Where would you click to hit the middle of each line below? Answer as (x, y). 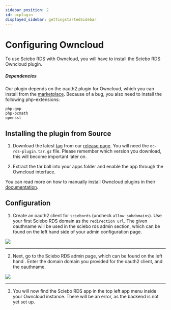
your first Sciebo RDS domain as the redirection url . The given (80, 221)
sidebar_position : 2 (27, 10)
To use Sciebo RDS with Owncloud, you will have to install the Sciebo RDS (83, 59)
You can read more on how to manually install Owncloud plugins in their (80, 182)
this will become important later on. (50, 157)
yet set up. (24, 302)
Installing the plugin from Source (58, 133)
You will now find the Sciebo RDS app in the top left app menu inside (84, 291)
